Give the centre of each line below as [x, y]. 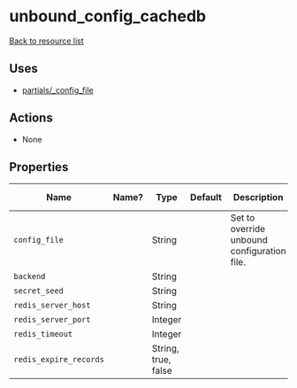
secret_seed [39, 291]
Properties [39, 167]
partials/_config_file [58, 89]
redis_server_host [52, 306]
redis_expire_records [59, 360]
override [248, 229]
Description [258, 198]
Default [206, 198]
